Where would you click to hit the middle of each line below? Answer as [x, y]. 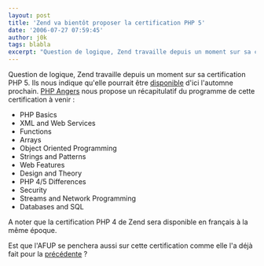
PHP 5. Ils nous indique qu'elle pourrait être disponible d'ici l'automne [121, 83]
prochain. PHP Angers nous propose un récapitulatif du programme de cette [132, 91]
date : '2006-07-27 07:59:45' [56, 30]
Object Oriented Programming [68, 148]
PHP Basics [38, 115]
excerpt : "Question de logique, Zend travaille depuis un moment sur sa [130, 52]
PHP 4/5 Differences [53, 181]
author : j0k [27, 37]
